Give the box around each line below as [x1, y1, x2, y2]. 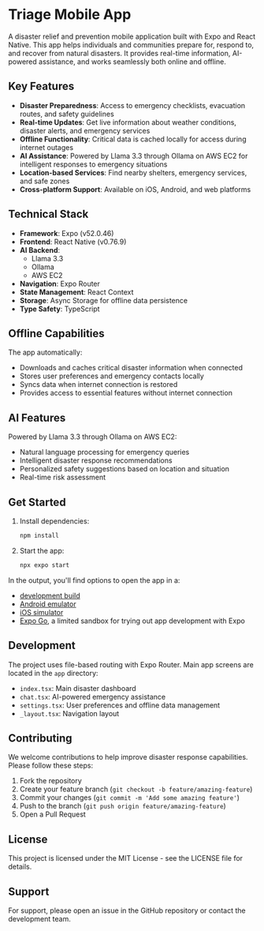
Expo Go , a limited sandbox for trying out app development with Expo [19, 616, 246, 625]
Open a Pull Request [19, 809, 87, 819]
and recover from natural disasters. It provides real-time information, [8, 48, 231, 58]
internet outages [19, 142, 73, 152]
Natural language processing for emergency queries [19, 448, 190, 457]
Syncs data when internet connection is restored [19, 380, 178, 389]
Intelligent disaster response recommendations [19, 456, 173, 465]
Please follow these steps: [8, 760, 93, 771]
